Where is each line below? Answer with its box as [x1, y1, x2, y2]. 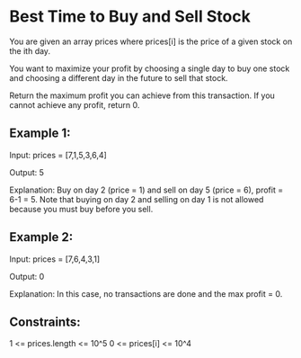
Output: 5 [9, 166, 45, 177]
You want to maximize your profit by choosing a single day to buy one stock [9, 63, 290, 74]
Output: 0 [9, 271, 45, 282]
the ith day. [9, 45, 51, 56]
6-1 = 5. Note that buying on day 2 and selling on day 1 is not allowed [9, 193, 264, 204]
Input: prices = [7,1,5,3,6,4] [9, 149, 108, 160]
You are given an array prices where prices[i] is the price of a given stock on [9, 36, 293, 47]
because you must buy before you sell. [9, 203, 154, 214]
